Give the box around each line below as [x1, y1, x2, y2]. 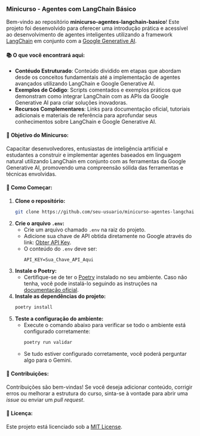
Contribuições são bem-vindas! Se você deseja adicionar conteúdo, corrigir [6, 383, 193, 391]
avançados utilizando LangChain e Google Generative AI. [14, 80, 155, 87]
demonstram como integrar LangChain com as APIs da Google [14, 92, 169, 100]
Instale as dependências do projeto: [14, 292, 106, 300]
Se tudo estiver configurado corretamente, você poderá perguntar [23, 350, 187, 357]
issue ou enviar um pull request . [6, 396, 85, 403]
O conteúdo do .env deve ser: [23, 245, 97, 252]
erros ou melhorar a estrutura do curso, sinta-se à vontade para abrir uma [6, 389, 188, 397]
